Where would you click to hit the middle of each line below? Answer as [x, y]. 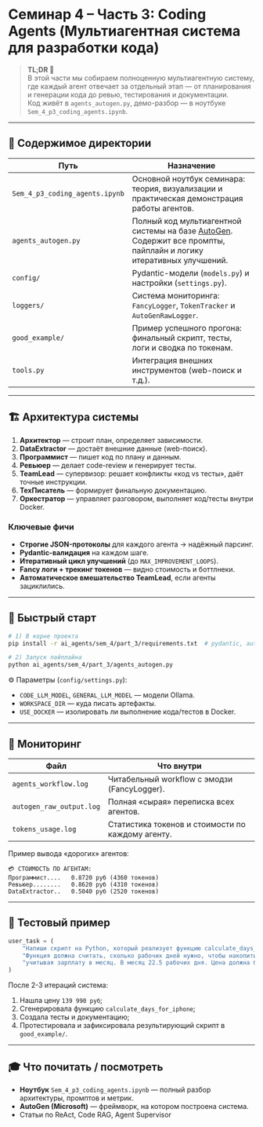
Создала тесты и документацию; [74, 1017]
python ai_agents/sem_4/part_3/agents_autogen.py [91, 665]
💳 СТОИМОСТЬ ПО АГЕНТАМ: [50, 869]
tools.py [28, 370]
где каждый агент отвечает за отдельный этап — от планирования [139, 86]
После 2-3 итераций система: [58, 985]
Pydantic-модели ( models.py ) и [191, 273]
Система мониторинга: [176, 295]
